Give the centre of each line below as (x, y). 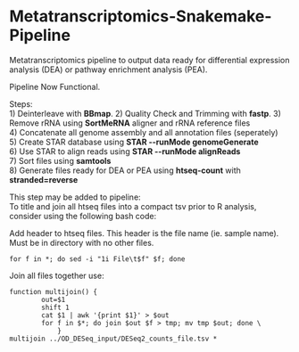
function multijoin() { (54, 291)
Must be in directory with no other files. (82, 242)
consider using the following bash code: (83, 216)
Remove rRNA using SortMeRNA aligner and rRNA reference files (130, 123)
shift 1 (55, 307)
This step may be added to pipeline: (75, 197)
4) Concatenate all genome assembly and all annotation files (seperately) (144, 132)
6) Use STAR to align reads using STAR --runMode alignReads (125, 151)
